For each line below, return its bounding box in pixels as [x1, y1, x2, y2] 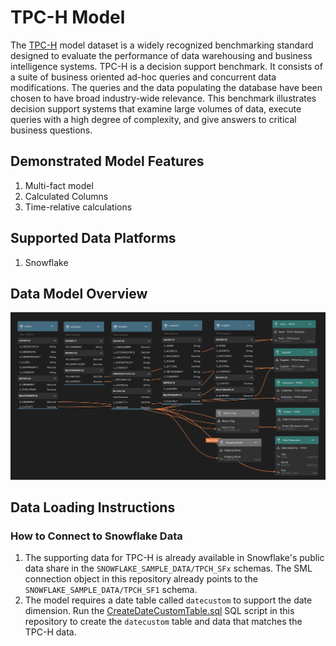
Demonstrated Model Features [10, 153, 205, 170]
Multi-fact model [24, 179, 94, 191]
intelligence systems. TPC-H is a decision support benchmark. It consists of [10, 60, 323, 72]
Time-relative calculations [24, 201, 133, 213]
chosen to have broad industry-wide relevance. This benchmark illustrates [10, 92, 317, 104]
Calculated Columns [24, 190, 109, 202]
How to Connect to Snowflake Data [10, 529, 183, 543]
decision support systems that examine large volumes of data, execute [10, 102, 302, 115]
